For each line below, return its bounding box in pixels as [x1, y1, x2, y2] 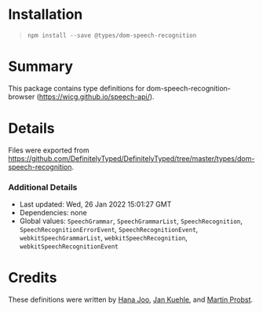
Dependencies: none [19, 208, 88, 218]
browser [8, 92, 35, 101]
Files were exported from [8, 145, 89, 155]
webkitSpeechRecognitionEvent [19, 243, 119, 251]
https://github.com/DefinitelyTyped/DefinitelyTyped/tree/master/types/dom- [8, 153, 255, 163]
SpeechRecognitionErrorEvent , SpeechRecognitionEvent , [19, 225, 199, 234]
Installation [8, 6, 83, 24]
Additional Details [8, 182, 78, 193]
